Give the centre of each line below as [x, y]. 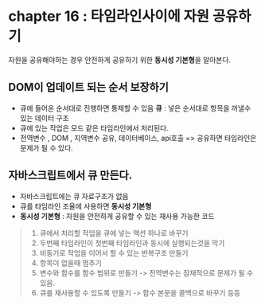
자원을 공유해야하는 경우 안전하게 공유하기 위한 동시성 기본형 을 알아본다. [120, 60]
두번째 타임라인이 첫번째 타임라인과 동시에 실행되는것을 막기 [132, 243]
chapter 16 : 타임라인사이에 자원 [109, 16]
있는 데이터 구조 [44, 118]
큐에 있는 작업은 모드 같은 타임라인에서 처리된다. [94, 127]
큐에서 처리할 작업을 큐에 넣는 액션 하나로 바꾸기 [114, 233]
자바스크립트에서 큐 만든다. [70, 176]
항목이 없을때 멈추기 [70, 263]
